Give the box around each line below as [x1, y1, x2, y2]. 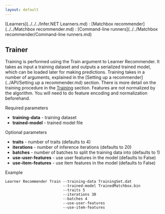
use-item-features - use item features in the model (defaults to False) [12, 160, 156, 166]
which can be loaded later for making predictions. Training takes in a [5, 69, 145, 75]
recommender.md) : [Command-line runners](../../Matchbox [36, 26, 158, 32]
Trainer [5, 45, 28, 54]
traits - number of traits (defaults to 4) [12, 139, 91, 145]
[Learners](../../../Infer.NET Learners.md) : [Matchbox [5, 21, 113, 27]
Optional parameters [5, 129, 47, 135]
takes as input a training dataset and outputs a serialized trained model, [5, 64, 151, 70]
